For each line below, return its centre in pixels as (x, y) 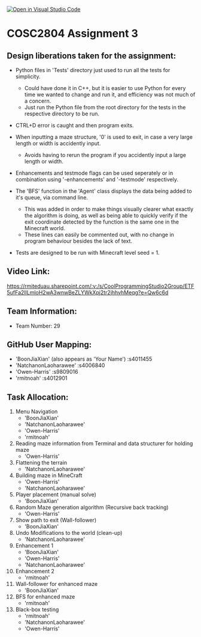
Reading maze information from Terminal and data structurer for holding (104, 443)
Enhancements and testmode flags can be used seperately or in (94, 173)
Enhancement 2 (35, 571)
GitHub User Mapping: (49, 345)
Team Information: (42, 312)
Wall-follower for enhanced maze (57, 584)
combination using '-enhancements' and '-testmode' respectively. (97, 179)
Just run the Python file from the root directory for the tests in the (105, 107)
